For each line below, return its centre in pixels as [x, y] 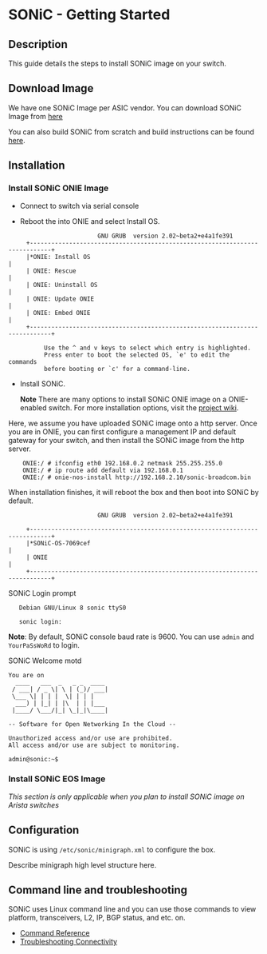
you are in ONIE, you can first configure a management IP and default [122, 431]
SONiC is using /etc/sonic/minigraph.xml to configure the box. [112, 849]
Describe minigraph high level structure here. [82, 864]
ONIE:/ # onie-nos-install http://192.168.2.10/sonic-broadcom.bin [137, 477]
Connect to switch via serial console [79, 206]
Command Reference [55, 933]
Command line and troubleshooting [98, 890]
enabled [33, 407]
